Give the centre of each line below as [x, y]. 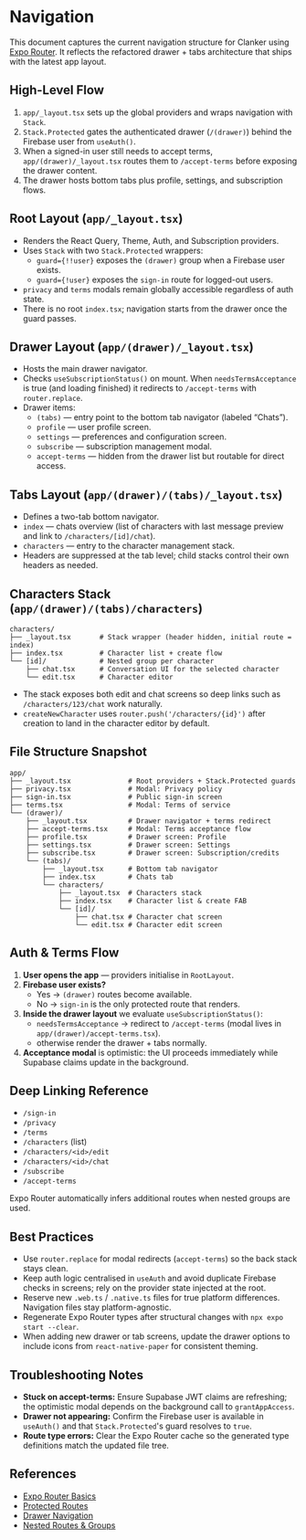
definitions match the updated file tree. [95, 1446]
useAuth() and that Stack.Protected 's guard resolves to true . [137, 1426]
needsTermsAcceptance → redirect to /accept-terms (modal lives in [158, 1023]
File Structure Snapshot [79, 752]
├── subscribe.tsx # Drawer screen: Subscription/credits [153, 853]
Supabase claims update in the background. [106, 1062]
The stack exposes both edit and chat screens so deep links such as [152, 694]
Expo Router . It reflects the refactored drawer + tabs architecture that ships [151, 51]
